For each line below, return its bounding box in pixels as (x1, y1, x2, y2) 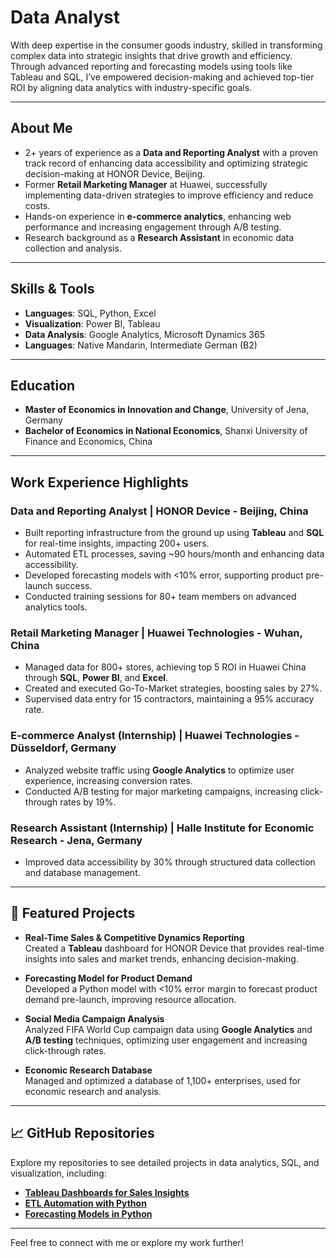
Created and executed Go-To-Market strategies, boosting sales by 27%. (24, 682, 322, 695)
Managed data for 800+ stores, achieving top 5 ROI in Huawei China (24, 661, 307, 673)
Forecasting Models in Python (24, 1207, 153, 1220)
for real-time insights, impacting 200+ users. (24, 537, 210, 550)
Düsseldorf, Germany (10, 741, 117, 755)
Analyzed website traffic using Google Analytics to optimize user (24, 764, 295, 776)
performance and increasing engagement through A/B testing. (24, 221, 282, 233)
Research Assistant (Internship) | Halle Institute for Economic (10, 821, 315, 835)
